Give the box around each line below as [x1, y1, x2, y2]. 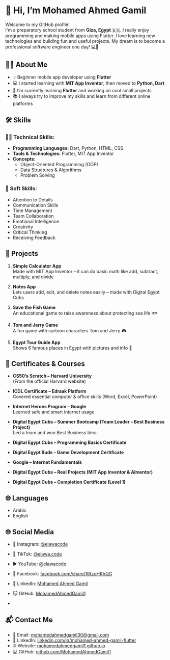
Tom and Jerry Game [12, 322, 59, 328]
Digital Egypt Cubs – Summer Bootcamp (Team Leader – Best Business [12, 419, 165, 425]
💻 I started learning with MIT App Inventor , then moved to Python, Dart [12, 80, 164, 86]
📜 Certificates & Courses [5, 359, 86, 368]
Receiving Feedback [12, 234, 56, 241]
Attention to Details [12, 196, 53, 203]
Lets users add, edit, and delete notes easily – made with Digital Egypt [12, 289, 160, 295]
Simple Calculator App [12, 262, 62, 269]
